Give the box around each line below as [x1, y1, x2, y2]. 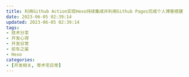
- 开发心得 [6, 35, 29, 41]
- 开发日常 [6, 41, 29, 47]
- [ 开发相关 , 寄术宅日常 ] [6, 62, 61, 68]
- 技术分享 [6, 30, 29, 36]
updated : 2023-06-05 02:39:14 [6, 19, 80, 25]
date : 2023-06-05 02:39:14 [6, 14, 72, 20]
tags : [6, 24, 19, 31]
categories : [6, 57, 35, 63]
